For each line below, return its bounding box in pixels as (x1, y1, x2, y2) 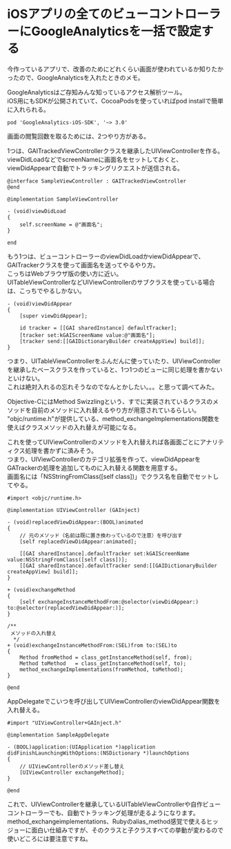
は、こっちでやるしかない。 (7, 287, 86, 295)
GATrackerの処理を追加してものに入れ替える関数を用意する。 (7, 463, 181, 472)
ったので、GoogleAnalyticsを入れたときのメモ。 (7, 73, 145, 81)
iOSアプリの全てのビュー (7, 6, 149, 22)
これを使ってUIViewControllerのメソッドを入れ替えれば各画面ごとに (7, 438, 201, 446)
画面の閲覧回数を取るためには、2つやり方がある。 (7, 132, 150, 140)
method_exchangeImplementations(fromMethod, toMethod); (19, 666, 184, 673)
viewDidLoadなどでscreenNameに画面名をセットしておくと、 (7, 155, 183, 163)
